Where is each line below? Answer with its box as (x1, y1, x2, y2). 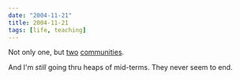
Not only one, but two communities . (8, 48, 125, 57)
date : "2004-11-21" (8, 11, 73, 20)
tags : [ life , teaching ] (8, 26, 87, 34)
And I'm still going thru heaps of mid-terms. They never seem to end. (8, 63, 233, 72)
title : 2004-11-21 (8, 19, 69, 27)
